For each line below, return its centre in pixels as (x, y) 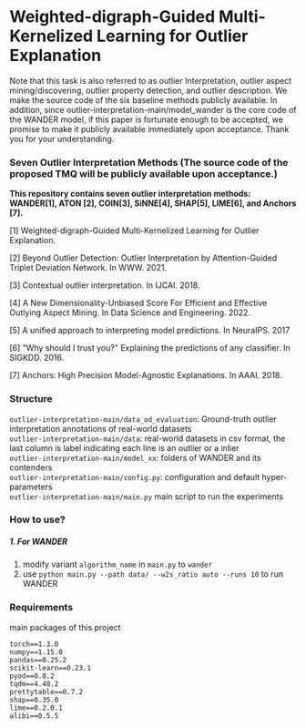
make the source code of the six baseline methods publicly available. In (143, 100)
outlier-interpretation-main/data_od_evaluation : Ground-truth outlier (143, 419)
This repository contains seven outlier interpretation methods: (130, 194)
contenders (31, 467)
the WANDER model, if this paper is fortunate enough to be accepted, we (147, 119)
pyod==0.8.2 (32, 676)
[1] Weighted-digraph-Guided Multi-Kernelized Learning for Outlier (134, 231)
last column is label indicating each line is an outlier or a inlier (124, 447)
